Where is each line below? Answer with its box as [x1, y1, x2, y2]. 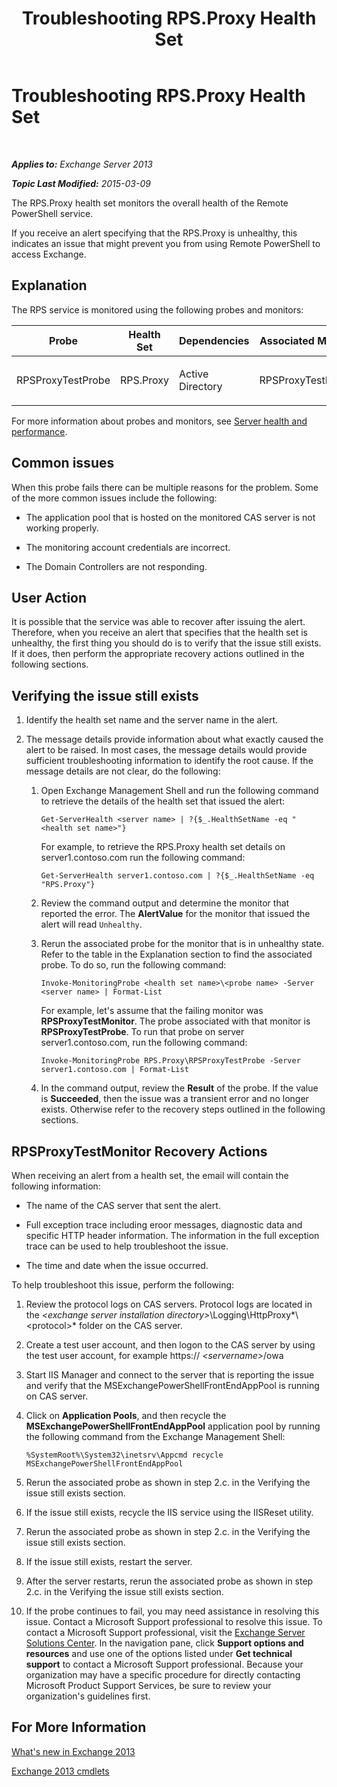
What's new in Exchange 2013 [11, 1745, 136, 1757]
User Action [11, 589, 88, 606]
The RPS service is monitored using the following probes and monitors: [11, 303, 304, 316]
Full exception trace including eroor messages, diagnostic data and [25, 1219, 303, 1231]
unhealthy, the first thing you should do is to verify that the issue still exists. [11, 637, 322, 649]
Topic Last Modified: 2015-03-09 [11, 177, 151, 189]
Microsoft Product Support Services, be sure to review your [25, 1680, 272, 1691]
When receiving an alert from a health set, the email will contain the [11, 1170, 289, 1181]
